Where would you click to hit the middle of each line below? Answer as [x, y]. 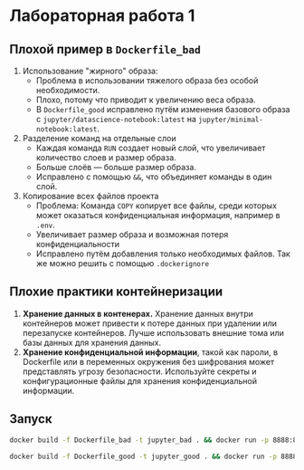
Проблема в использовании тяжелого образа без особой [147, 81]
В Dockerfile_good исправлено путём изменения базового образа [163, 109]
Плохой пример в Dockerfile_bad [105, 49]
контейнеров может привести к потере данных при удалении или [150, 323]
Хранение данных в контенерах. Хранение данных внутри [138, 313]
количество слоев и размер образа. [106, 158]
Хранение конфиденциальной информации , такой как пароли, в [150, 352]
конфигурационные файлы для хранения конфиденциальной [140, 380]
